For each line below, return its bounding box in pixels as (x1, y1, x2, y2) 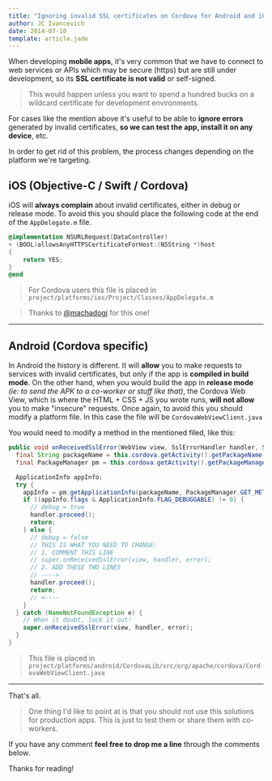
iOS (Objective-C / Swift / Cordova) (8, 179, 189, 193)
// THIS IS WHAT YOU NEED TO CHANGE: (29, 541, 158, 549)
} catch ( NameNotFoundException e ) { (15, 609, 143, 617)
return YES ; (23, 256, 63, 264)
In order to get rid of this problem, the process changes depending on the (8, 146, 254, 156)
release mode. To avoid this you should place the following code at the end (8, 209, 259, 219)
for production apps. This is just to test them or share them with (28, 715, 240, 724)
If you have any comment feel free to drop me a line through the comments (8, 739, 261, 749)
